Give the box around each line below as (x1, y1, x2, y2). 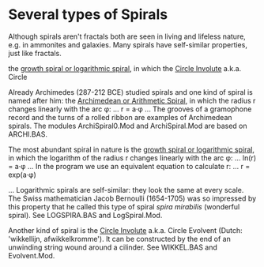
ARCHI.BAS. (8, 129, 47, 139)
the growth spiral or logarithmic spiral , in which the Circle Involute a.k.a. (8, 63, 242, 73)
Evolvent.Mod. (8, 250, 55, 260)
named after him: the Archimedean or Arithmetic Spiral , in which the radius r (8, 96, 256, 105)
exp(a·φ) (8, 170, 37, 179)
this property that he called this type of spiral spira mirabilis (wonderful (8, 201, 240, 211)
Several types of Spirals (8, 6, 168, 24)
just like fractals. (8, 48, 62, 58)
